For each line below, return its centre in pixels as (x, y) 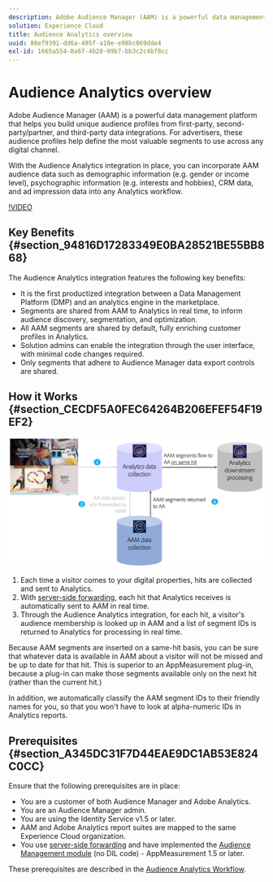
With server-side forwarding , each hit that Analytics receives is (126, 597)
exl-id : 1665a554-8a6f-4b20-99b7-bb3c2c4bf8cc (89, 52)
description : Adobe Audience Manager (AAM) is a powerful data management (138, 17)
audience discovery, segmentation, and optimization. (108, 319)
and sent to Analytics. (56, 589)
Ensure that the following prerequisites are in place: (94, 785)
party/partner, (32, 133)
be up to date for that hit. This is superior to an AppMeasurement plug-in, (131, 665)
